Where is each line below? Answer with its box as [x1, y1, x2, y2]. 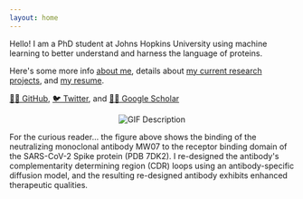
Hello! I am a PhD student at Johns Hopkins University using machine [9, 38, 268, 49]
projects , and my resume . [9, 74, 105, 86]
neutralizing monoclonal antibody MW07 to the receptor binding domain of [9, 141, 288, 152]
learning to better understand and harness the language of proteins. [9, 47, 263, 59]
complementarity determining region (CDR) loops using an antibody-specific [9, 160, 295, 171]
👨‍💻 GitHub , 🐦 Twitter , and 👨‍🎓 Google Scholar [9, 92, 180, 104]
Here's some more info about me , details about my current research [9, 65, 262, 76]
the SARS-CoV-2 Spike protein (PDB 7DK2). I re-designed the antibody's [9, 150, 279, 161]
